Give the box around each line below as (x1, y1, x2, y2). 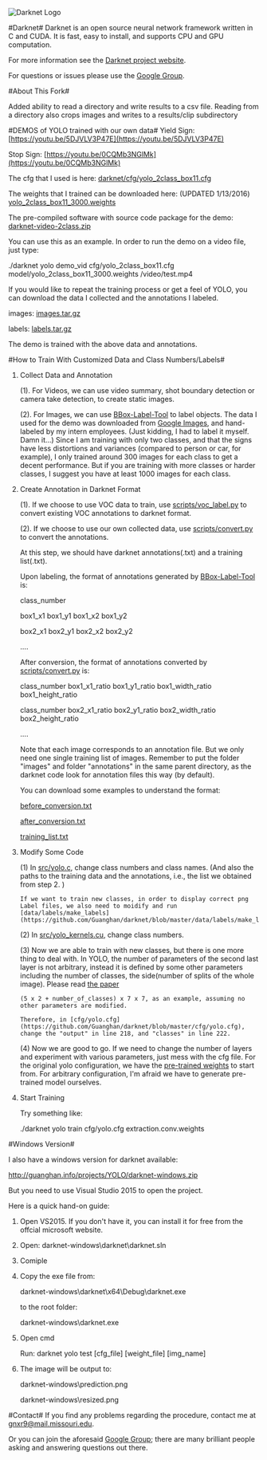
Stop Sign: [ (8, 150, 47, 159)
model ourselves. (45, 1077, 102, 1087)
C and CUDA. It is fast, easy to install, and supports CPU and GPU (8, 32, 225, 41)
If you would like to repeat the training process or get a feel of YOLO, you (8, 285, 248, 294)
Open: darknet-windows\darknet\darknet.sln (19, 1241, 167, 1249)
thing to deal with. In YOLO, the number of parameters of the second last (19, 954, 259, 963)
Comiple (19, 1256, 48, 1265)
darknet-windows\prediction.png (19, 1379, 128, 1389)
